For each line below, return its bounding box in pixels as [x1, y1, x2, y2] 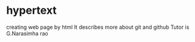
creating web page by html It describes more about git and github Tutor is [6, 23, 190, 31]
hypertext [6, 4, 57, 17]
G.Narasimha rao [6, 29, 48, 37]
